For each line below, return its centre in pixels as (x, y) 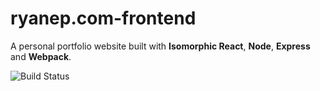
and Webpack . (41, 56)
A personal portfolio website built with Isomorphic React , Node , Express (160, 46)
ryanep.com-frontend (103, 18)
